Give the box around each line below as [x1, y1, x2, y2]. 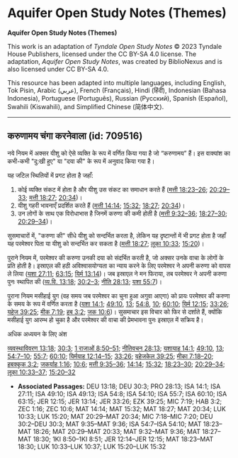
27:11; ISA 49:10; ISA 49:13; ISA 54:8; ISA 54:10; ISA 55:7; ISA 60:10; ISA [17, 389, 227, 398]
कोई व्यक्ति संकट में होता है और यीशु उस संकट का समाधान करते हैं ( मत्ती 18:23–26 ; [17, 185, 208, 194]
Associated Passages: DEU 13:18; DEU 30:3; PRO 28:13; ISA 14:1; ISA [17, 381, 221, 391]
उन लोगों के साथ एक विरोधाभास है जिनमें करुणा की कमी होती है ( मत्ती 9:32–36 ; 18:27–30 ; [17, 209, 228, 218]
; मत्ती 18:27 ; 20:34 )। [25, 193, 83, 201]
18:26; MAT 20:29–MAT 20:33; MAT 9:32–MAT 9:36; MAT [33, 427, 200, 435]
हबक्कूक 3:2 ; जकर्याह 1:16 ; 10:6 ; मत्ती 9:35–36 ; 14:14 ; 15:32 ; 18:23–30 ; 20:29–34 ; [7, 359, 225, 368]
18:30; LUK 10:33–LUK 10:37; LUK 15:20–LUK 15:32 [17, 442, 166, 451]
